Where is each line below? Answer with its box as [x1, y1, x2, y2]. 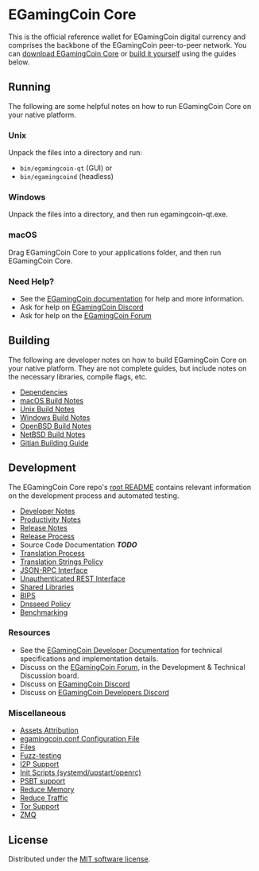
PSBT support [19, 776, 66, 786]
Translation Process [19, 548, 85, 558]
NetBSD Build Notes [19, 430, 86, 439]
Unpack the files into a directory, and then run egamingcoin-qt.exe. [8, 209, 229, 220]
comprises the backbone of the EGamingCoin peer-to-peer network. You [8, 40, 247, 49]
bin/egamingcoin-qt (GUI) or [19, 163, 113, 173]
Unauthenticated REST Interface [19, 574, 126, 583]
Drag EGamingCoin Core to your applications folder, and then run [8, 247, 222, 257]
